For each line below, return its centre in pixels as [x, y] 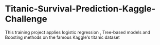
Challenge [26, 19]
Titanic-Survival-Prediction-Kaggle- [80, 9]
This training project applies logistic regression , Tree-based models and [78, 32]
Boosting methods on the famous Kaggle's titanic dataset [62, 37]
